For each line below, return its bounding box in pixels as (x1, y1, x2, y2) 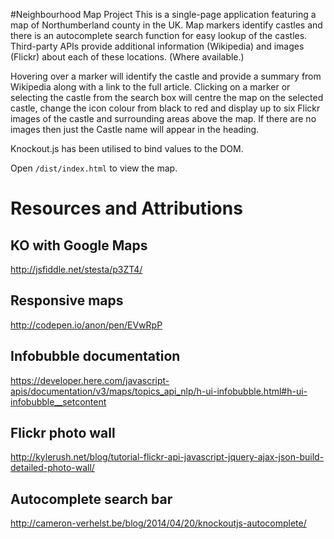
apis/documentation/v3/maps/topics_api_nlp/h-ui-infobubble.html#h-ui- (10, 385, 308, 397)
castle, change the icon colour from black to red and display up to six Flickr (10, 102, 321, 114)
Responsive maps (10, 292, 124, 309)
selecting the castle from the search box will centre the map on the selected (10, 92, 324, 103)
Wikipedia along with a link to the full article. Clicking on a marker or (10, 81, 291, 93)
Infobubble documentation (10, 348, 181, 365)
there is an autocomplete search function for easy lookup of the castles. (10, 30, 308, 41)
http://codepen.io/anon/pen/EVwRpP (10, 319, 163, 331)
